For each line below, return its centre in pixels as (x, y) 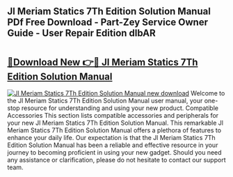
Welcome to (208, 93)
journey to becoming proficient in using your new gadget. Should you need (114, 152)
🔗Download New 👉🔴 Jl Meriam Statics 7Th (103, 62)
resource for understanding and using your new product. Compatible (120, 108)
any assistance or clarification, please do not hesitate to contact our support (116, 160)
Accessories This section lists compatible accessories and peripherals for (113, 115)
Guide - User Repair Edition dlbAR (82, 33)
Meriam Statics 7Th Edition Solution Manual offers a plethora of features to (114, 130)
